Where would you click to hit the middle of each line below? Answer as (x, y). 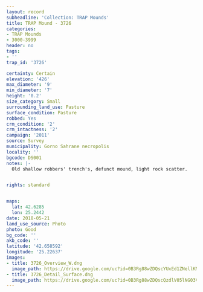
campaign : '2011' (28, 135)
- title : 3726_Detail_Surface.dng (50, 274)
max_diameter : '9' (29, 85)
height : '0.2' (24, 96)
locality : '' (23, 152)
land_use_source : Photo (36, 224)
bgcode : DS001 (24, 158)
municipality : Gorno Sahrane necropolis (58, 146)
